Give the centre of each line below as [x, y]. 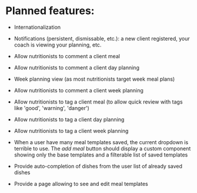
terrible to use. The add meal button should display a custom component [102, 148]
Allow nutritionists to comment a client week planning [79, 90]
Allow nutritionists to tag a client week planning [71, 131]
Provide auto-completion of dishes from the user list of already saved [98, 166]
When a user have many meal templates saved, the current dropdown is [101, 142]
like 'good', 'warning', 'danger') [51, 108]
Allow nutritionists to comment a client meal [67, 56]
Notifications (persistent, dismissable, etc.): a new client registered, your [102, 38]
